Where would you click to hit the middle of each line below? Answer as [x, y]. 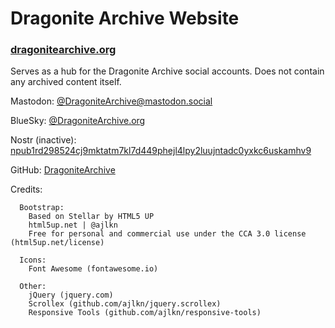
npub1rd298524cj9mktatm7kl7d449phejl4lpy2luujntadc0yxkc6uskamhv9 [161, 151]
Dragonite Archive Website [125, 18]
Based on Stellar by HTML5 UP [91, 217]
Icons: [33, 260]
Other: [33, 287]
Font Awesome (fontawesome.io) [93, 269]
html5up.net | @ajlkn [73, 225]
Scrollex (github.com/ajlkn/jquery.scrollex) [125, 304]
